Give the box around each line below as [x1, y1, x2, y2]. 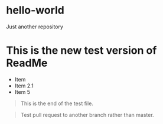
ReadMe [6, 57, 48, 70]
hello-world [6, 4, 65, 17]
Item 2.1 [14, 82, 34, 89]
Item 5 [14, 88, 31, 95]
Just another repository [6, 23, 64, 30]
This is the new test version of [6, 44, 157, 57]
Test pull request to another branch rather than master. [20, 111, 155, 118]
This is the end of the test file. [20, 100, 93, 107]
